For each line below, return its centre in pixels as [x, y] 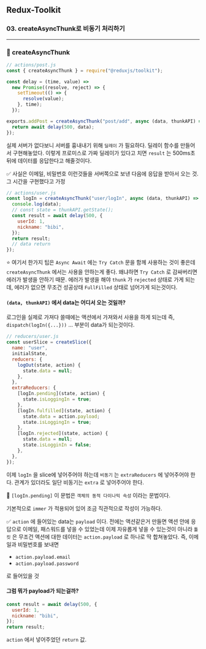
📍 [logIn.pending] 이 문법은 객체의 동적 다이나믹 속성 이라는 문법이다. [88, 495]
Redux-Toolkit [34, 10]
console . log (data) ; [37, 204]
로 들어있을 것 [23, 575]
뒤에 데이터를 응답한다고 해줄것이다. [49, 160]
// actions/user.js [31, 193]
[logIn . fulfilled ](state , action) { [64, 410]
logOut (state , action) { [49, 365]
